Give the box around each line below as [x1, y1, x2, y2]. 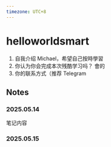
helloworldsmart [6, 34, 90, 48]
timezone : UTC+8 [6, 8, 46, 15]
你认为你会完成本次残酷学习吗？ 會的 [14, 62, 105, 69]
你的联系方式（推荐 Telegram [14, 70, 87, 77]
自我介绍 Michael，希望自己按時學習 [14, 55, 104, 62]
